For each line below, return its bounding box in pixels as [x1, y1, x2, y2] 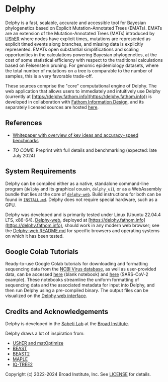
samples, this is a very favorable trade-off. [5, 73, 93, 79]
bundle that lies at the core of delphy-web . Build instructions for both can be [5, 191, 161, 197]
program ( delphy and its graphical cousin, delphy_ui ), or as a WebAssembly [5, 185, 162, 192]
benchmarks [12, 137, 39, 143]
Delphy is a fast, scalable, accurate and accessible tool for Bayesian [5, 20, 146, 26]
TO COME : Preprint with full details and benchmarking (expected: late [12, 147, 157, 153]
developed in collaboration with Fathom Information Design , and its [5, 99, 144, 105]
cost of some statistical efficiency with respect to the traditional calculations [5, 57, 163, 63]
